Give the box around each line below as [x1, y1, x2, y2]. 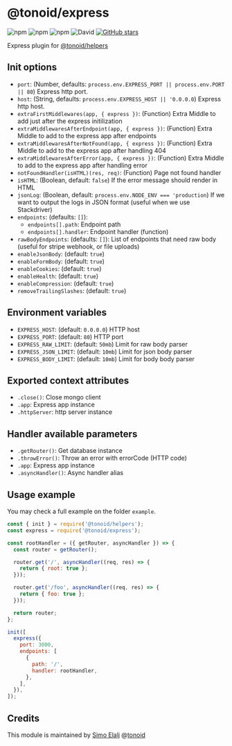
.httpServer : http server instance [17, 408, 113, 416]
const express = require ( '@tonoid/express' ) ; [7, 527, 141, 534]
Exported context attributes [7, 374, 130, 386]
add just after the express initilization [17, 117, 123, 125]
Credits [7, 712, 40, 724]
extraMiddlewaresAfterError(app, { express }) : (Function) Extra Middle [17, 154, 224, 162]
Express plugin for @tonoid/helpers [7, 41, 109, 49]
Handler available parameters [7, 428, 138, 440]
